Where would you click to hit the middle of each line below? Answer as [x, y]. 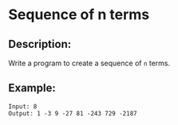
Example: [32, 88]
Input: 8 [23, 106]
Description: [40, 44]
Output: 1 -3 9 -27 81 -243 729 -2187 [73, 113]
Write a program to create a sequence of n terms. [89, 63]
